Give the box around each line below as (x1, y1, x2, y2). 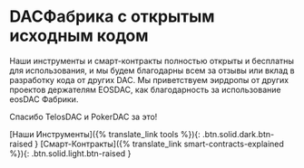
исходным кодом (9, 25, 149, 46)
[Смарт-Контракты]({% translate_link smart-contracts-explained (40, 138, 284, 149)
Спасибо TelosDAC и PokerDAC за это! (9, 111, 158, 122)
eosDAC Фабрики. (9, 93, 79, 105)
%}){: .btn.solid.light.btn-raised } (9, 147, 132, 159)
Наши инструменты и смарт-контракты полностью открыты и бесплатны (9, 55, 295, 66)
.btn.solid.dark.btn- (202, 128, 275, 139)
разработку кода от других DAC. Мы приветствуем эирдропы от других (9, 74, 289, 85)
